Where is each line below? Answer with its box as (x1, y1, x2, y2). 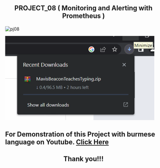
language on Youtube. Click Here (5, 138, 109, 146)
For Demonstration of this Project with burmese (5, 130, 156, 139)
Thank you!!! (63, 155, 104, 164)
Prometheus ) (62, 12, 105, 20)
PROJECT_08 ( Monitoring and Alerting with (14, 4, 153, 12)
